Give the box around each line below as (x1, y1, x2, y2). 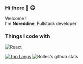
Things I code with (5, 33, 50, 40)
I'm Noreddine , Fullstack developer (5, 21, 77, 26)
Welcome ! (5, 16, 27, 21)
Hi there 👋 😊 (5, 4, 36, 11)
